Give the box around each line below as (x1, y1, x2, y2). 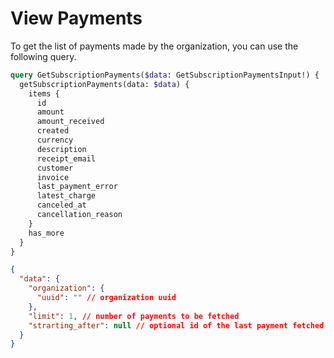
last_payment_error (36, 182, 118, 192)
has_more (28, 228, 65, 238)
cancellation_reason (36, 210, 123, 220)
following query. (10, 50, 77, 62)
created (36, 126, 70, 136)
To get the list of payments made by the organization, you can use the (10, 40, 299, 52)
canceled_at (36, 200, 87, 211)
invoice (36, 172, 70, 182)
